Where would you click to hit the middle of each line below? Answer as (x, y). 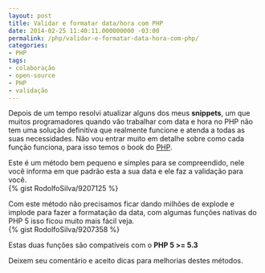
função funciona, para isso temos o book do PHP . (90, 147)
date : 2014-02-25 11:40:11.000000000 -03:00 (84, 31)
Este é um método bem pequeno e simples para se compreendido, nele (126, 163)
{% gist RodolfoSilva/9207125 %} (63, 189)
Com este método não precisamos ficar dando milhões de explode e (121, 204)
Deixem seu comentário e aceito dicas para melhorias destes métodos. (126, 261)
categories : (28, 46)
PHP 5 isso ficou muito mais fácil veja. (71, 221)
